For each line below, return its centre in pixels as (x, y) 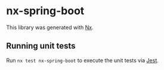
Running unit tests (41, 46)
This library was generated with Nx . (50, 27)
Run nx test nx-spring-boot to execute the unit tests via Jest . (83, 60)
